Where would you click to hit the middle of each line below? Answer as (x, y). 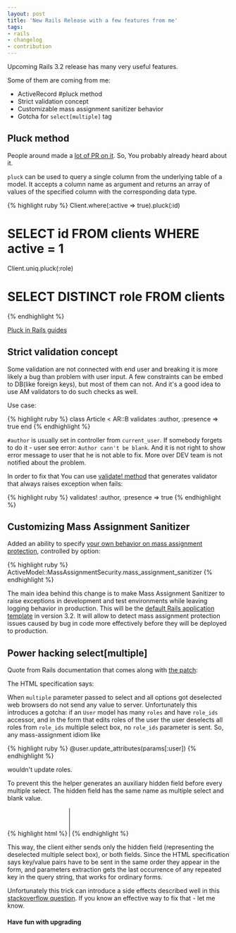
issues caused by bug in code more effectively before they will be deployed (117, 624)
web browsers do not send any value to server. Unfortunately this (102, 705)
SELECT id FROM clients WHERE (103, 234)
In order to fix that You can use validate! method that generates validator (112, 476)
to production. (28, 631)
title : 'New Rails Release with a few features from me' (93, 20)
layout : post (26, 14)
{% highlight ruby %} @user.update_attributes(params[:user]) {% (102, 748)
